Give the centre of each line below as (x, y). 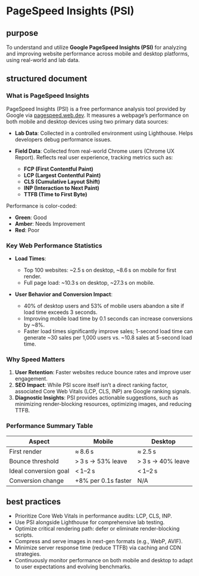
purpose (22, 33)
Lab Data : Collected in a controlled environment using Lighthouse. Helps (104, 133)
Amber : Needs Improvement (50, 224)
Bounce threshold (34, 461)
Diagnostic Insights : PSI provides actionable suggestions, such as (97, 398)
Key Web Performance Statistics (54, 245)
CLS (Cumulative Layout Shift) (62, 181)
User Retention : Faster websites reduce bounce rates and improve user (103, 372)
